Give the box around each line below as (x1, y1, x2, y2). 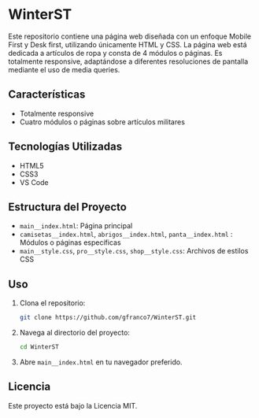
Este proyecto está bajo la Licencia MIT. (8, 401, 138, 410)
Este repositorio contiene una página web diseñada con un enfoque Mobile (8, 31, 252, 41)
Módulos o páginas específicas (19, 238, 121, 247)
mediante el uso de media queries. (8, 65, 120, 74)
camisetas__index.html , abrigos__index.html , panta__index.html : (19, 230, 233, 239)
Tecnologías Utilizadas (8, 140, 123, 154)
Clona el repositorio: (19, 298, 86, 308)
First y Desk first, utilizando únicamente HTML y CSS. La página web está (8, 39, 247, 49)
